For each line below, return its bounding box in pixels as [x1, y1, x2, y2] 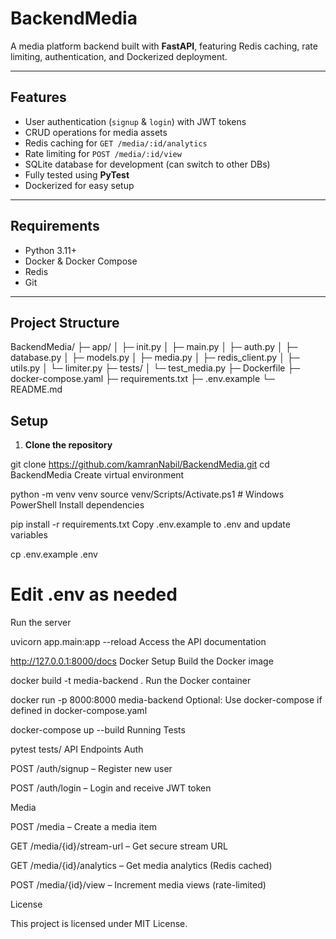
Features [10, 89, 67, 106]
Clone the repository [24, 439, 113, 451]
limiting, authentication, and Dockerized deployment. [10, 50, 228, 62]
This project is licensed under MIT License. [10, 918, 188, 930]
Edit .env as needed [10, 583, 178, 606]
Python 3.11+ [24, 244, 78, 256]
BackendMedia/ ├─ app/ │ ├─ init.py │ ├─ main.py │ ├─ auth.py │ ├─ [10, 341, 298, 353]
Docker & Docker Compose [24, 255, 138, 267]
